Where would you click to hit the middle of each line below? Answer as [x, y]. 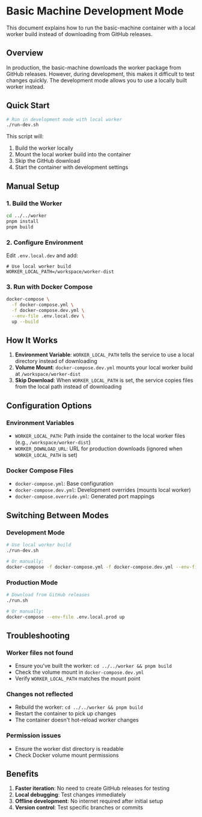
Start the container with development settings [72, 167]
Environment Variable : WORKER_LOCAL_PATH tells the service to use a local [104, 355]
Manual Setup [33, 186]
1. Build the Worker [34, 203]
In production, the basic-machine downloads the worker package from [94, 67]
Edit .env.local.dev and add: [42, 255]
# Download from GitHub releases [48, 595]
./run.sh [17, 600]
